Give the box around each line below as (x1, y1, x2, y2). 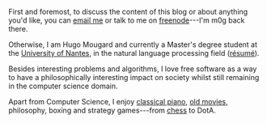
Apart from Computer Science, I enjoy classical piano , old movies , (8, 97, 228, 106)
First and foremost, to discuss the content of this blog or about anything (8, 7, 248, 16)
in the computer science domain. (8, 81, 118, 91)
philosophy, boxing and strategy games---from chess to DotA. (8, 105, 217, 115)
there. (8, 24, 28, 33)
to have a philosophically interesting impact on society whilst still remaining (8, 73, 260, 82)
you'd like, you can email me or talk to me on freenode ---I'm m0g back (8, 15, 245, 25)
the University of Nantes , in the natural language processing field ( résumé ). (8, 49, 260, 57)
